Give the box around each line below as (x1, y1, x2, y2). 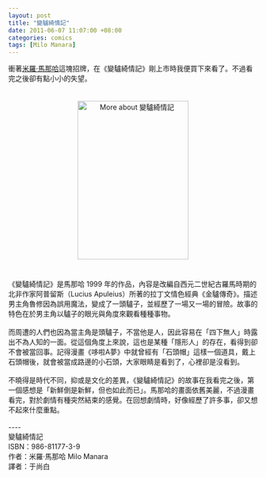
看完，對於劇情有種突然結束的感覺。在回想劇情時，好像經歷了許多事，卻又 (8, 396, 251, 405)
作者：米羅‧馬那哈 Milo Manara (8, 452, 108, 461)
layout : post (8, 11, 51, 20)
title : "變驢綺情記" (8, 19, 70, 27)
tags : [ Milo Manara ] (8, 41, 77, 49)
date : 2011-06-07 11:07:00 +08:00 (8, 26, 123, 34)
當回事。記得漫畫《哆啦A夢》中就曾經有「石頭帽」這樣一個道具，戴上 (28, 347, 256, 357)
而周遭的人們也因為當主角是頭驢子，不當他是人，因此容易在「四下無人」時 (8, 327, 251, 337)
